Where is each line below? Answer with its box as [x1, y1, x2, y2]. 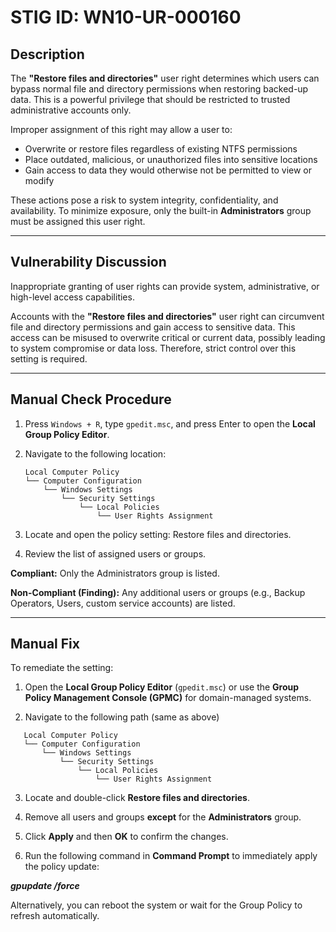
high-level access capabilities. [10, 291, 135, 303]
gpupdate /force [10, 880, 80, 892]
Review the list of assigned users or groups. [24, 547, 207, 560]
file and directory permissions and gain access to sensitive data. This [10, 321, 296, 333]
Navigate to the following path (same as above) [24, 711, 220, 723]
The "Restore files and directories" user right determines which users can [10, 72, 320, 84]
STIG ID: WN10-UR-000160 [10, 6, 242, 29]
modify [24, 175, 55, 186]
